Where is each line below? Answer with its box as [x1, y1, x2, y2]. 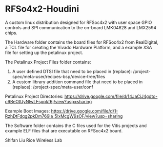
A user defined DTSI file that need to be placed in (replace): [12, 68, 132, 74]
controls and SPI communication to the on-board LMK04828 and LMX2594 [5, 24, 157, 30]
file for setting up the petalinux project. [5, 50, 83, 55]
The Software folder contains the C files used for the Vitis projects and [5, 123, 147, 129]
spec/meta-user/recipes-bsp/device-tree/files [12, 73, 105, 79]
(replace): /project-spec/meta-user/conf [12, 84, 94, 90]
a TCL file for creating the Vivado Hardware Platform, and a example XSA [5, 44, 152, 50]
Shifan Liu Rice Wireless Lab [5, 137, 62, 143]
